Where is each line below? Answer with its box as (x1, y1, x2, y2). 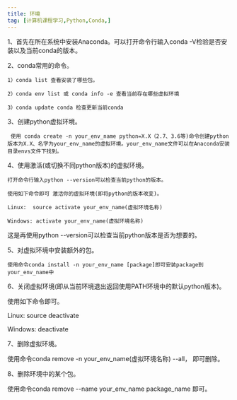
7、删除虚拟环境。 (7, 339, 61, 348)
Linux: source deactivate (7, 311, 79, 319)
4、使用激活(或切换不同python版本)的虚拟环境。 (7, 160, 149, 170)
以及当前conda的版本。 (13, 46, 82, 54)
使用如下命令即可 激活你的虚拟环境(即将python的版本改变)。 (7, 190, 163, 197)
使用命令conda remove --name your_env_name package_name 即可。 (7, 384, 212, 393)
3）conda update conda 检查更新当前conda (7, 104, 124, 111)
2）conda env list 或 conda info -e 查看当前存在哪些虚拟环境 (7, 90, 180, 98)
